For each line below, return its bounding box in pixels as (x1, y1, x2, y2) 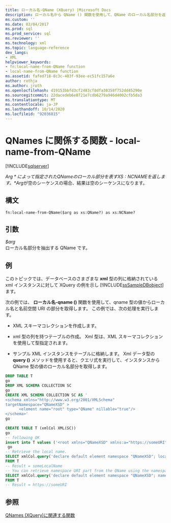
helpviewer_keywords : (5, 60, 51, 65)
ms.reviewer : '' (5, 36, 40, 41)
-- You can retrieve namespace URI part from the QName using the (5, 468, 149, 473)
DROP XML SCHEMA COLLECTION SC (5, 383, 72, 388)
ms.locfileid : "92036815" (5, 111, 60, 117)
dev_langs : (5, 50, 28, 55)
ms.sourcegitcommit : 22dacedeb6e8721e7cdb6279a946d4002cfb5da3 (5, 93, 142, 98)
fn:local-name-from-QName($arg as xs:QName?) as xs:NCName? (5, 210, 136, 215)
